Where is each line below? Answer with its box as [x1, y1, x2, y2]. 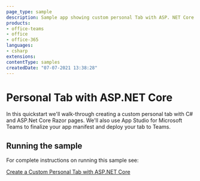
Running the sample [6, 141, 83, 151]
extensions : [6, 54, 36, 60]
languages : [6, 43, 34, 49]
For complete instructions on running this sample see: [6, 157, 139, 164]
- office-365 [6, 37, 39, 43]
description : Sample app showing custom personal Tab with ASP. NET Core [6, 14, 195, 20]
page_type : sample [6, 8, 52, 15]
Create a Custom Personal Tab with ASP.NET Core [6, 168, 131, 176]
